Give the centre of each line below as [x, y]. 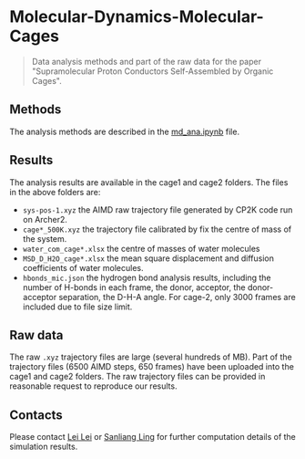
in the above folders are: [55, 192]
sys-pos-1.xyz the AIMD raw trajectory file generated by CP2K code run [158, 209]
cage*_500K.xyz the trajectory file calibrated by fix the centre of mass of [157, 229]
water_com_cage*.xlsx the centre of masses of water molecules [142, 248]
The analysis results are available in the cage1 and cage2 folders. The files [149, 182]
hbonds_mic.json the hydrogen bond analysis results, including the [147, 277]
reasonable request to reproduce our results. [93, 386]
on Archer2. [45, 219]
